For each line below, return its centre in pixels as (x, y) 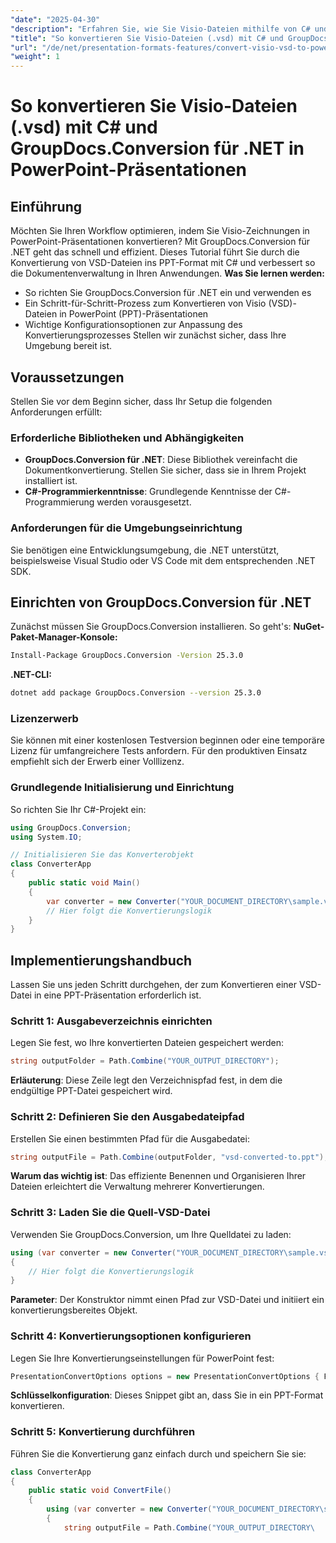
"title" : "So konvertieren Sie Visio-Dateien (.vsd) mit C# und (147, 38)
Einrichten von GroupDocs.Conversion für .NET (161, 602)
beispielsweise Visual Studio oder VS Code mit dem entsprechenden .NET (163, 560)
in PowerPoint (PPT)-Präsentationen (134, 314)
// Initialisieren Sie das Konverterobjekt (102, 855)
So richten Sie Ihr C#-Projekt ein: (78, 809)
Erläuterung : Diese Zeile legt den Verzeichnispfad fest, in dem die (146, 1080)
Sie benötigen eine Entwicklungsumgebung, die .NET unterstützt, (145, 550)
